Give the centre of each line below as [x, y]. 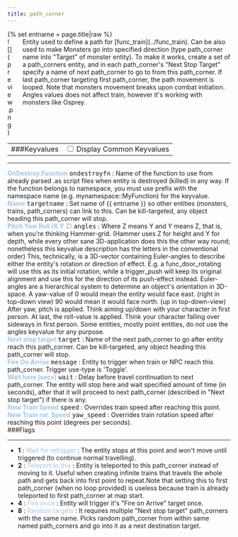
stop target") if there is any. [47, 399]
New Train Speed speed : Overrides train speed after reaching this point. [114, 407]
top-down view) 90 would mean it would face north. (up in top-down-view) [117, 301]
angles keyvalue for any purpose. [56, 332]
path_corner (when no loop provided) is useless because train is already [123, 488]
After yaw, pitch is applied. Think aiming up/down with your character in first [119, 309]
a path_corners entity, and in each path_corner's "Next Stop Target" [121, 64]
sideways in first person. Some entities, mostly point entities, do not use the [118, 324]
